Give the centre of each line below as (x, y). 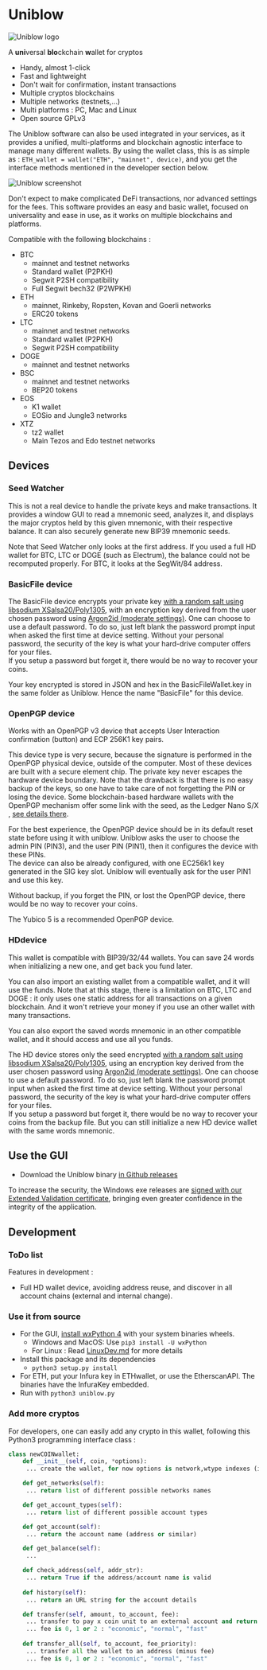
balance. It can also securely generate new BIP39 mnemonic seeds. (119, 531)
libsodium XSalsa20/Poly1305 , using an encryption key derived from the (126, 1063)
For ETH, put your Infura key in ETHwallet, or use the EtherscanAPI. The (137, 1376)
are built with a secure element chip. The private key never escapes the (125, 772)
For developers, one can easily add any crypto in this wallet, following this (129, 1431)
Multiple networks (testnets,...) (70, 101)
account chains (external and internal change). (96, 1296)
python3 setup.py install (74, 1368)
